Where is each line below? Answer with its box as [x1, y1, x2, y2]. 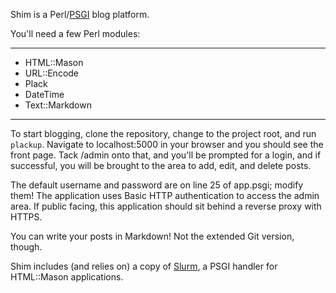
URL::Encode [24, 67, 80, 79]
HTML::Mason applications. [10, 271, 124, 283]
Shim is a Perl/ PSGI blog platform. [10, 9, 150, 20]
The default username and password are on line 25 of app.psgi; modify [10, 179, 304, 191]
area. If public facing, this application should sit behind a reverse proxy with [10, 200, 322, 212]
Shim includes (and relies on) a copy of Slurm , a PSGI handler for [10, 260, 278, 272]
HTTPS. [10, 211, 43, 223]
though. [10, 241, 43, 253]
